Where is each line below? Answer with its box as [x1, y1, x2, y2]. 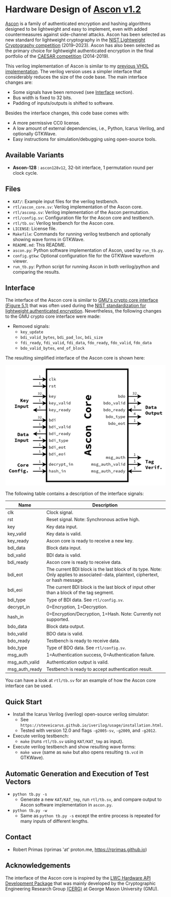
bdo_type [7, 645, 27, 651]
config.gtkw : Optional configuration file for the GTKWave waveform [12, 252, 154, 258]
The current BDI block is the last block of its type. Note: [46, 566, 162, 573]
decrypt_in [7, 604, 30, 610]
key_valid [7, 530, 26, 537]
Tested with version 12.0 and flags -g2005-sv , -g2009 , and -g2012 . [20, 727, 157, 734]
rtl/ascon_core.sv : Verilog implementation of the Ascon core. [12, 203, 142, 210]
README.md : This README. [12, 242, 66, 248]
